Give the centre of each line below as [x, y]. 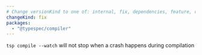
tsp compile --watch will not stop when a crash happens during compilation [100, 45]
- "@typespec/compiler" [41, 28]
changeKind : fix [26, 17]
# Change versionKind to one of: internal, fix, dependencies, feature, [99, 12]
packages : [19, 23]
